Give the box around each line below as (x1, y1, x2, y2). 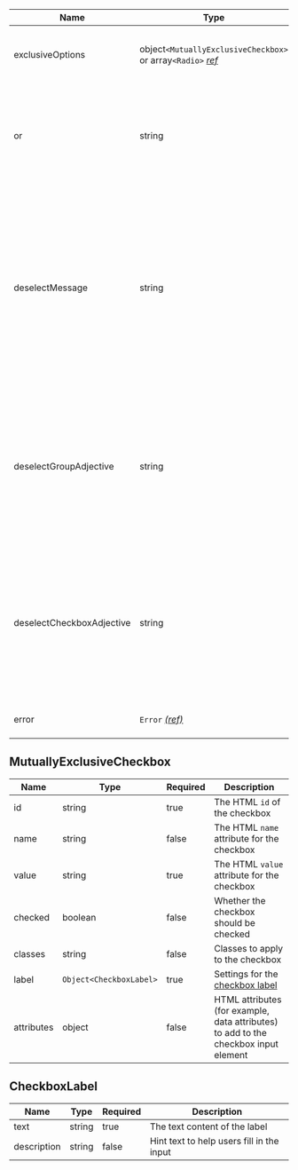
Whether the (214, 894, 266, 906)
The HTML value (214, 858, 284, 870)
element (214, 1048, 248, 1061)
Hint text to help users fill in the (149, 1134, 279, 1147)
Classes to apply (214, 942, 284, 954)
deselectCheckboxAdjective (13, 617, 131, 628)
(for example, (214, 1004, 271, 1016)
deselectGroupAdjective (13, 461, 114, 472)
